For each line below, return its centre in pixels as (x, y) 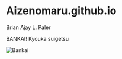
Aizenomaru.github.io (61, 11)
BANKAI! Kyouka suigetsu (38, 38)
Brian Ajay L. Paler (29, 27)
